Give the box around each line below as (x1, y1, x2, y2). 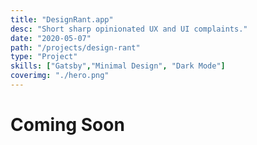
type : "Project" (10, 52, 78, 62)
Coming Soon (10, 114, 125, 136)
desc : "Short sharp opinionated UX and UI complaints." (10, 24, 248, 34)
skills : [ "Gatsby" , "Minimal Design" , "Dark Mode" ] (10, 61, 226, 71)
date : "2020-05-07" (10, 33, 92, 43)
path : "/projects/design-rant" (10, 42, 141, 53)
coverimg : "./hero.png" (10, 71, 110, 81)
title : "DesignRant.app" (10, 14, 114, 25)
